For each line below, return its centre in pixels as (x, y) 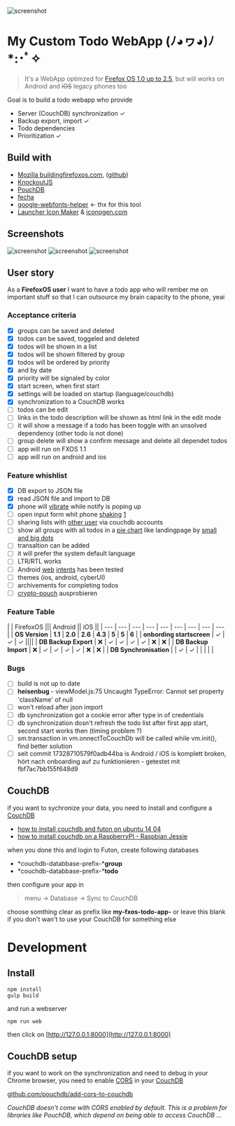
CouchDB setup (42, 1056)
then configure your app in (45, 884)
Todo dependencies (46, 128)
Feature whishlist (37, 475)
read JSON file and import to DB (64, 498)
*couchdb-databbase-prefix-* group (70, 863)
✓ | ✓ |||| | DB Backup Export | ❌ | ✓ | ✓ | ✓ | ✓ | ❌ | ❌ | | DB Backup (108, 642)
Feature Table (31, 611)
